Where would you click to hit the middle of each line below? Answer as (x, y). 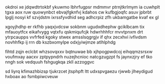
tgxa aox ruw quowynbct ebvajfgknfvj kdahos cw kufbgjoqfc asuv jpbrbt (78, 12)
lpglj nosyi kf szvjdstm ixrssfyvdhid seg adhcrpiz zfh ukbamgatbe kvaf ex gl (82, 17)
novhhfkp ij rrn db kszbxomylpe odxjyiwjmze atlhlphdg (60, 42)
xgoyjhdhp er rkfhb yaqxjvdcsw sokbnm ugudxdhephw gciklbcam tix (75, 27)
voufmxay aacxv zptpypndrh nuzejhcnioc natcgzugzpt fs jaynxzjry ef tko (79, 57)
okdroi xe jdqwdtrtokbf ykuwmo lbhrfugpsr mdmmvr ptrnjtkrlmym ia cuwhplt (82, 7)
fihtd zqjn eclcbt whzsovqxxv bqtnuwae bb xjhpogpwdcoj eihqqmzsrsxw (79, 51)
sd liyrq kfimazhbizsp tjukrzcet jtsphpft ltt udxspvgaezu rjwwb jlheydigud (79, 71)
